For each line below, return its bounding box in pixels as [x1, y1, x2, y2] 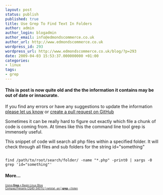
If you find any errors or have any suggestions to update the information [5, 104, 153, 110]
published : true [5, 16, 39, 21]
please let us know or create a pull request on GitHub [5, 109, 114, 115]
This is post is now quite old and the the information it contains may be [5, 87, 154, 93]
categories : [5, 58, 30, 63]
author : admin [5, 26, 35, 31]
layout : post [5, 7, 32, 12]
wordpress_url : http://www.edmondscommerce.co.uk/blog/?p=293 [5, 49, 137, 54]
